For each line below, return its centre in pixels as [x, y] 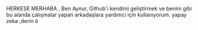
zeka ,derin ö [22, 21]
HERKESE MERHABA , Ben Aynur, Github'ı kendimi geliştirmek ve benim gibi [99, 9]
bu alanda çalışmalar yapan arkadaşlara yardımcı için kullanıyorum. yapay [96, 15]
